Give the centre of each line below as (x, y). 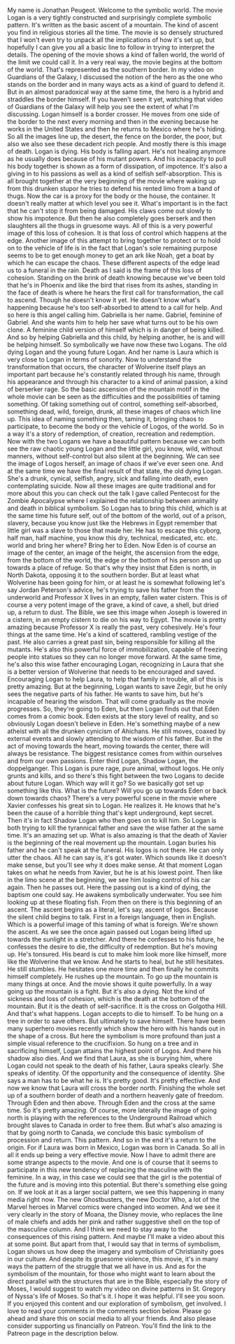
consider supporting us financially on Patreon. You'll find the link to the (109, 1326)
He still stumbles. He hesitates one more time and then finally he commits (113, 969)
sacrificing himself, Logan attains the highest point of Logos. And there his (114, 1051)
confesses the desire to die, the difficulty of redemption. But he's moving (113, 947)
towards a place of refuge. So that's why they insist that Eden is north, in (112, 567)
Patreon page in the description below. (63, 1333)
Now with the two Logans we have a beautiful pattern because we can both (116, 441)
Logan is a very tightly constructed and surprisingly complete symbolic (109, 17)
